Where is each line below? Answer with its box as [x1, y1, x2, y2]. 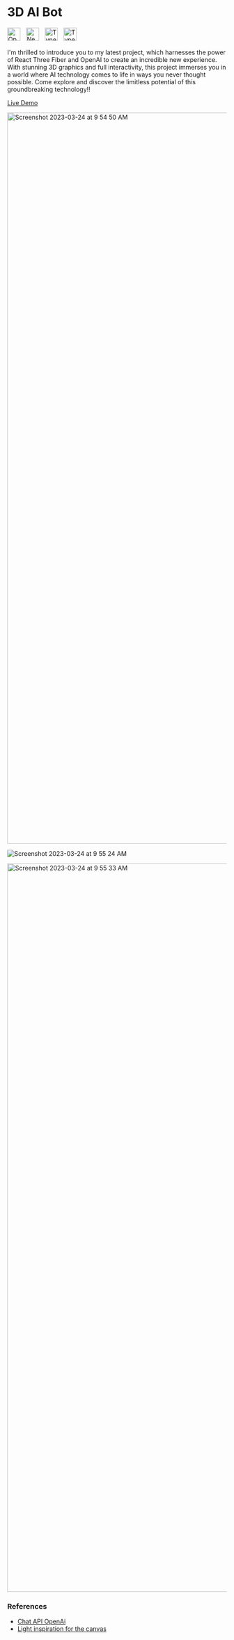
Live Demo [7, 98, 38, 107]
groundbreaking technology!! [7, 85, 91, 93]
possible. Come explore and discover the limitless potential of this [7, 77, 196, 86]
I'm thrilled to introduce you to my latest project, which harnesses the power [7, 48, 226, 56]
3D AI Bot [7, 4, 63, 20]
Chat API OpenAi [17, 1617, 66, 1626]
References [7, 1601, 47, 1611]
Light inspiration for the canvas [17, 1625, 107, 1633]
